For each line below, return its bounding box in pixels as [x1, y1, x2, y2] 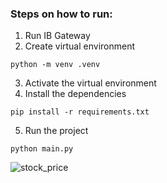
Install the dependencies [24, 88, 127, 100]
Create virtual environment [24, 40, 136, 52]
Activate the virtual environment [24, 77, 157, 89]
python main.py [10, 144, 74, 154]
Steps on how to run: [10, 7, 113, 21]
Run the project [24, 125, 89, 137]
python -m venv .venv [10, 60, 101, 70]
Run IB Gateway [24, 30, 91, 42]
